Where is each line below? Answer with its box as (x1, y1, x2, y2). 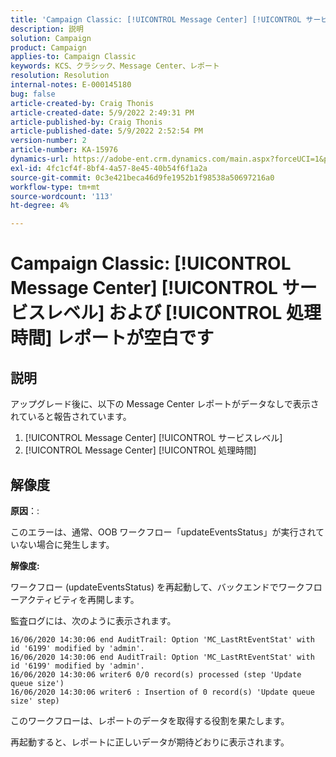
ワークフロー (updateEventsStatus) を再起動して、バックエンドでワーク (10, 581, 305, 593)
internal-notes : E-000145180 (10, 80, 132, 90)
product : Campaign (10, 42, 87, 53)
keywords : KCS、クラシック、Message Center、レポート (10, 61, 220, 71)
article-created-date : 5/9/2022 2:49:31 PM (10, 107, 195, 118)
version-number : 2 (10, 136, 87, 146)
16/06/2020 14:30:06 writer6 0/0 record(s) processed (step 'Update (10, 669, 302, 680)
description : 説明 (10, 24, 84, 34)
